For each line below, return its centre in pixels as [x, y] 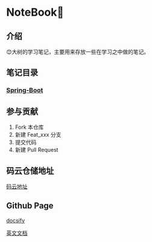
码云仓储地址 [30, 171]
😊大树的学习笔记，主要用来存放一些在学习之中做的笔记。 [78, 52]
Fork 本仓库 [29, 127]
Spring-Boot [25, 90]
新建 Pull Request [36, 150]
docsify [16, 220]
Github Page [30, 206]
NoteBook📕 [35, 12]
